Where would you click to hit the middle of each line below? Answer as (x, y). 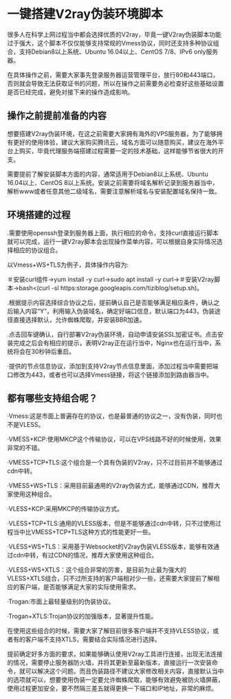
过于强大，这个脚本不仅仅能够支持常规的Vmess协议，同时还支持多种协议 (110, 43)
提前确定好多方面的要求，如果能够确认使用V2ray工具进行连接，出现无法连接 (115, 654)
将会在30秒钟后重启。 (44, 351)
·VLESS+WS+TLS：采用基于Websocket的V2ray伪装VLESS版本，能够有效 (110, 546)
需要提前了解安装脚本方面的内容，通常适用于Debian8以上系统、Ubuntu (108, 174)
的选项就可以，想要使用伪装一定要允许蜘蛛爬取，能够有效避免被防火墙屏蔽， (115, 680)
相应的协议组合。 (37, 250)
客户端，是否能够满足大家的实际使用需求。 (79, 587)
